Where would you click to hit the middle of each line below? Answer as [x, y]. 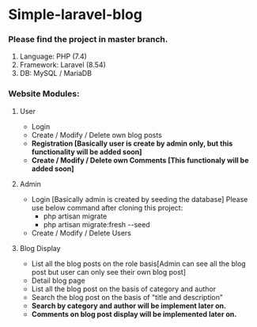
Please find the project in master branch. [88, 40]
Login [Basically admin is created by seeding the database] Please [140, 199]
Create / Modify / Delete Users [81, 233]
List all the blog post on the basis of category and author [124, 289]
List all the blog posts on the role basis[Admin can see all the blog [139, 264]
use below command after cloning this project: [107, 207]
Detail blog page [58, 280]
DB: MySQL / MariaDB [56, 74]
